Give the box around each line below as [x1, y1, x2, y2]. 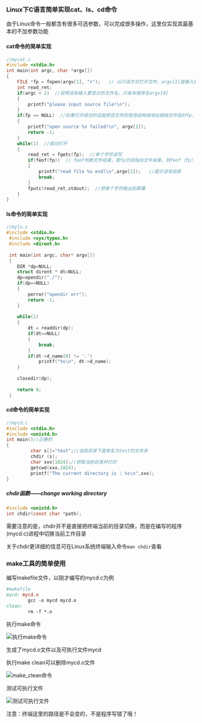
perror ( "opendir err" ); [28, 291, 87, 297]
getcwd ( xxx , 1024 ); [30, 464, 77, 471]
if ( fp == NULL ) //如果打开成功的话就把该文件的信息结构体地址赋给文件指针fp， [17, 113, 197, 119]
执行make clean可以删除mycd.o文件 [6, 658, 96, 666]
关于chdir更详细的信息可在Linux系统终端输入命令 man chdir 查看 [6, 543, 162, 550]
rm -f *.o [28, 608, 52, 614]
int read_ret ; [17, 84, 52, 90]
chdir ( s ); [30, 453, 58, 459]
